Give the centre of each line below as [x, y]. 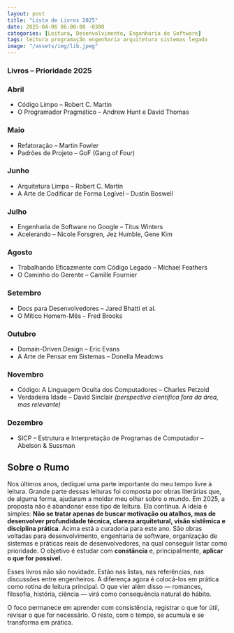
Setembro [24, 293]
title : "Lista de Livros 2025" [53, 20]
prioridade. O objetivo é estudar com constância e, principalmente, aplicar [115, 551]
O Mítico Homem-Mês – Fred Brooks [70, 316]
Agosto [20, 252]
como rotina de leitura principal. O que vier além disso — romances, [105, 587]
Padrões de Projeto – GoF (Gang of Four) [76, 153]
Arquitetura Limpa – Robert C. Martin [70, 186]
